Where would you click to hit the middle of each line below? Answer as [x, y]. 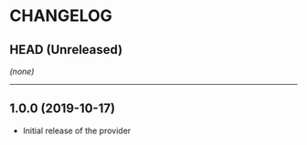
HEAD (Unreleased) [66, 50]
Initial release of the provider [77, 130]
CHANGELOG [61, 16]
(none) [22, 71]
